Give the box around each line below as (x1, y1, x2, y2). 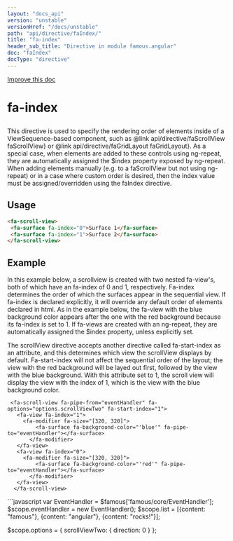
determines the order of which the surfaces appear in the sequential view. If (7, 290, 226, 299)
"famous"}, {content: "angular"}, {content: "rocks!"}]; (7, 512, 161, 521)
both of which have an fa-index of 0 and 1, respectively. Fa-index (7, 283, 195, 292)
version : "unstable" (7, 17, 68, 24)
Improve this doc (7, 75, 56, 83)
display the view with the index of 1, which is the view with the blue (7, 378, 201, 387)
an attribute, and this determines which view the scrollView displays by (7, 348, 212, 357)
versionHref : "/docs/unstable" (7, 23, 99, 30)
